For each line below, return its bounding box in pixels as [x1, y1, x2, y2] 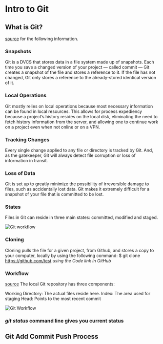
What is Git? [5, 23, 43, 31]
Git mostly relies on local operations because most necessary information [5, 103, 153, 109]
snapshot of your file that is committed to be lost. [5, 192, 104, 197]
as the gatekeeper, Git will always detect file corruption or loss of [5, 152, 136, 158]
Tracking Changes [5, 136, 50, 143]
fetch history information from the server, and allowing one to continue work [5, 119, 159, 125]
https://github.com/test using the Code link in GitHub [5, 258, 111, 263]
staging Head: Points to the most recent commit [5, 296, 101, 301]
